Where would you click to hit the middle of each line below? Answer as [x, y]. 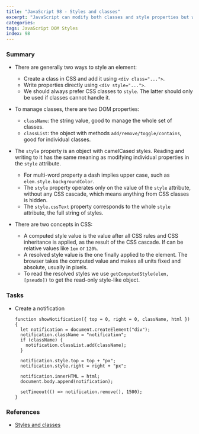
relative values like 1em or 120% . [61, 248]
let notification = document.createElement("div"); [85, 330]
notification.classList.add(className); [76, 345]
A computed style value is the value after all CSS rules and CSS [101, 236]
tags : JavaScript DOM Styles [42, 28]
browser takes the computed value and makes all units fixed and [102, 261]
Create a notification [40, 308]
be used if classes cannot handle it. [67, 98]
